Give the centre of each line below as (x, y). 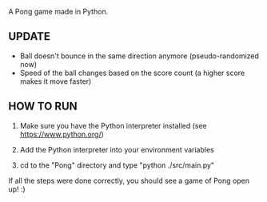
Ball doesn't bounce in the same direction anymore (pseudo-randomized (139, 56)
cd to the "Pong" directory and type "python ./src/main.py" (117, 165)
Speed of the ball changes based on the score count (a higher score (132, 73)
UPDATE (29, 36)
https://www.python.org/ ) (62, 134)
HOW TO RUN (43, 107)
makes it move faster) (56, 81)
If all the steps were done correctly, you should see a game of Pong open (129, 180)
